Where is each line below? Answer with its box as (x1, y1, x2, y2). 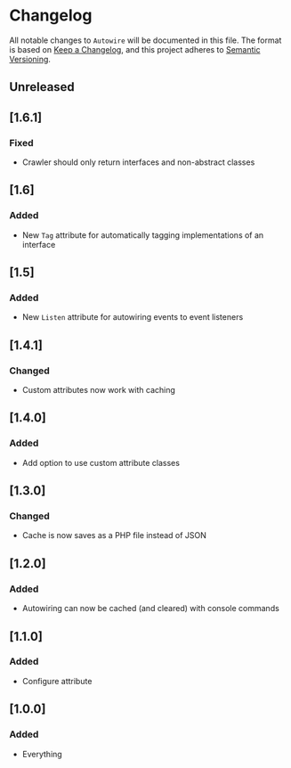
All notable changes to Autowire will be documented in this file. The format (9, 35, 282, 45)
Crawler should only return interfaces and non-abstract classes (21, 157, 255, 167)
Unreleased (9, 79, 76, 94)
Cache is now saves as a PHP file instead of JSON (21, 530, 207, 541)
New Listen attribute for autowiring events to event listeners (21, 312, 244, 323)
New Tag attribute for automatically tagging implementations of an (21, 229, 264, 241)
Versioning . (9, 53, 52, 64)
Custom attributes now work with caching (21, 385, 176, 396)
